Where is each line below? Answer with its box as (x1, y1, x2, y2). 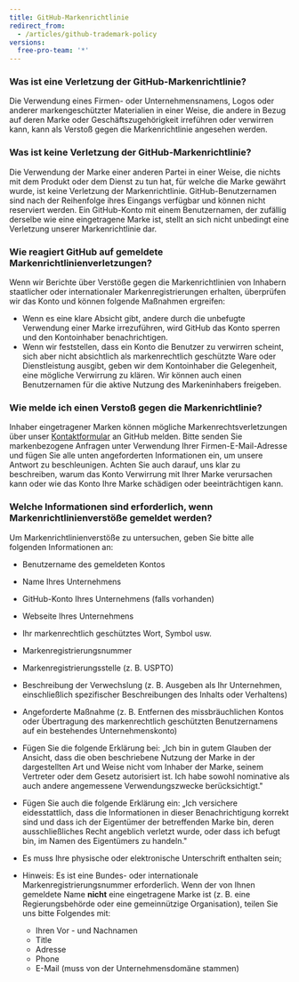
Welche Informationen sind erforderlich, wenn (9, 500, 214, 513)
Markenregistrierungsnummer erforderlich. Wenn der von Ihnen (21, 879, 255, 890)
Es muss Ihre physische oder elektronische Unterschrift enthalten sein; (21, 852, 282, 864)
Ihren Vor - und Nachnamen (35, 925, 138, 936)
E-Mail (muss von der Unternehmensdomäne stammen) (35, 962, 240, 973)
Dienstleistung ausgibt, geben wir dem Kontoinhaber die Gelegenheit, (21, 361, 278, 371)
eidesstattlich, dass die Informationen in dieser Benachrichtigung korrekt (21, 807, 289, 817)
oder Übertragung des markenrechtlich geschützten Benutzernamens (21, 716, 279, 726)
